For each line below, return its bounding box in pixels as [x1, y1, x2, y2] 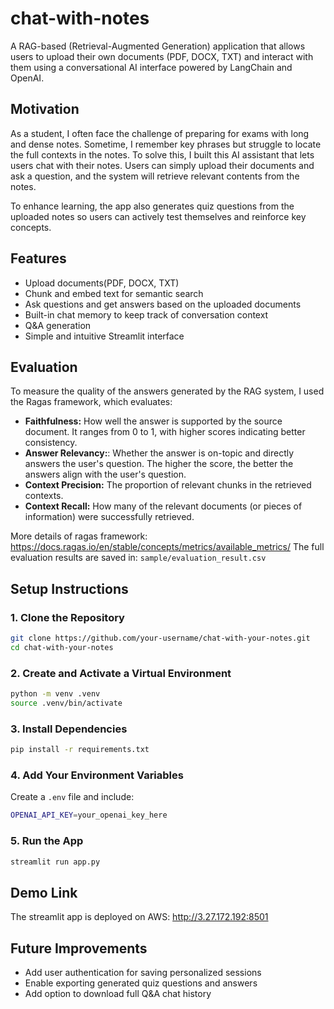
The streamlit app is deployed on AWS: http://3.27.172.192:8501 [10, 911, 269, 923]
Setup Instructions [10, 580, 129, 597]
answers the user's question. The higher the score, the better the [24, 458, 294, 470]
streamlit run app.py [10, 857, 101, 867]
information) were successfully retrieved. [24, 511, 195, 523]
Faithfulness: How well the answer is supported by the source [24, 415, 283, 427]
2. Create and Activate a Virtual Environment [10, 666, 232, 680]
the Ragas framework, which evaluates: [10, 396, 173, 408]
